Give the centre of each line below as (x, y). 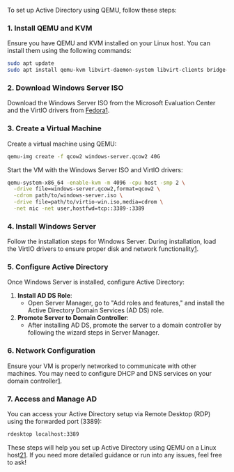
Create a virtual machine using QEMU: (62, 144)
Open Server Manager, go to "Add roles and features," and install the (126, 303)
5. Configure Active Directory (58, 267)
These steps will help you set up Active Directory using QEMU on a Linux (112, 447)
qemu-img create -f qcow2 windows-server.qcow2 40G (84, 156)
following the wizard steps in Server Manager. (94, 333)
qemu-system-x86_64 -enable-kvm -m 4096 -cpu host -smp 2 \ (96, 183)
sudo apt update (31, 63)
